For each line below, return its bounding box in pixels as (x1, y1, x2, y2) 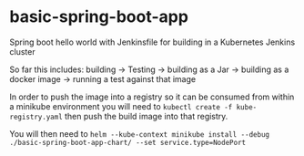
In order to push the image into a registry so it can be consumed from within (9, 91, 295, 102)
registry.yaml (9, 112, 64, 121)
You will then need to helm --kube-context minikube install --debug (9, 128, 270, 139)
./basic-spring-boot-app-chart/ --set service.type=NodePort (9, 138, 247, 147)
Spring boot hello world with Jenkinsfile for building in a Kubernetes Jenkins (9, 36, 296, 47)
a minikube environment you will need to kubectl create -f (9, 100, 233, 111)
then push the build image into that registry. (65, 110, 228, 121)
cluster (9, 46, 35, 57)
